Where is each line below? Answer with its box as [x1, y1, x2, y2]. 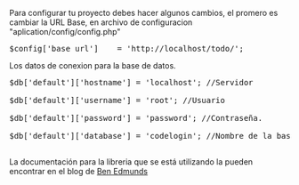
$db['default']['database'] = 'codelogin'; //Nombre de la [9, 131, 273, 141]
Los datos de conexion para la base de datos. [9, 60, 176, 70]
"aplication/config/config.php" [9, 27, 121, 36]
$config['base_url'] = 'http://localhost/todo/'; [9, 44, 245, 53]
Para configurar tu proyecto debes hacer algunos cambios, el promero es [9, 8, 279, 18]
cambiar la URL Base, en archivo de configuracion [9, 17, 193, 28]
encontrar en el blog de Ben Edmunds [9, 166, 149, 176]
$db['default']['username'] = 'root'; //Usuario [9, 95, 225, 105]
